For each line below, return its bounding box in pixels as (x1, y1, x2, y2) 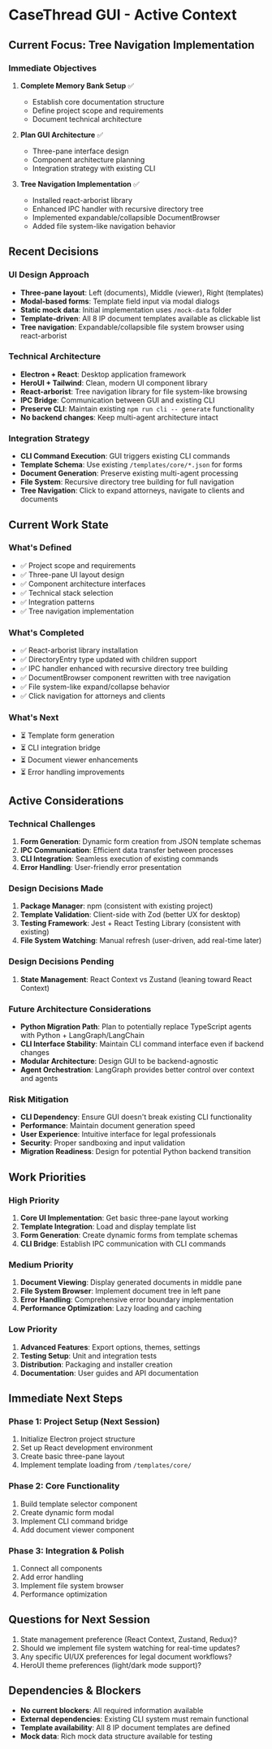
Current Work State (8, 518, 109, 532)
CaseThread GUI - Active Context (8, 6, 237, 24)
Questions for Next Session (8, 1613, 150, 1626)
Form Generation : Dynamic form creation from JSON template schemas (19, 837, 261, 846)
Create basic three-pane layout (19, 1451, 125, 1462)
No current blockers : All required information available (19, 1705, 204, 1715)
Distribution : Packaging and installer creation (19, 1359, 173, 1369)
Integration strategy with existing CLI (32, 163, 156, 173)
